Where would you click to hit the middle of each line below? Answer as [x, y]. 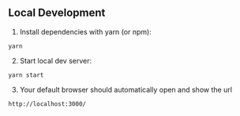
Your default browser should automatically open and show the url [126, 89]
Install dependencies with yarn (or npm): [85, 31]
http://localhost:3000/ [47, 104]
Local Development [57, 13]
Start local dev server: [56, 60]
